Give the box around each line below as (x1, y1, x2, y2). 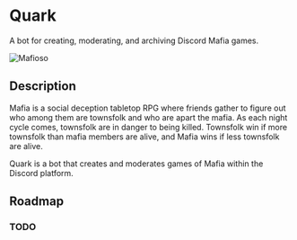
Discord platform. (9, 167, 74, 178)
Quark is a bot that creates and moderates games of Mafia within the (9, 158, 264, 169)
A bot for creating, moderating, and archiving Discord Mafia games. (9, 35, 259, 46)
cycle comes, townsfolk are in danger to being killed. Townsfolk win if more (9, 121, 288, 132)
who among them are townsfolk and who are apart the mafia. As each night (9, 111, 288, 122)
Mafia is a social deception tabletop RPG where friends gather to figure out (9, 102, 286, 113)
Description (9, 78, 76, 94)
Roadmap (9, 194, 65, 209)
